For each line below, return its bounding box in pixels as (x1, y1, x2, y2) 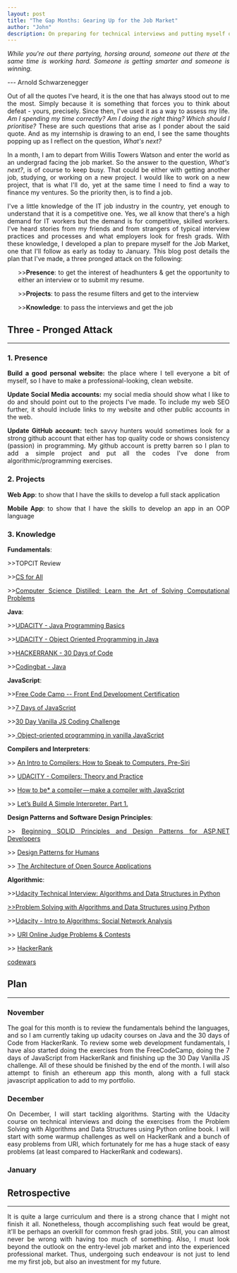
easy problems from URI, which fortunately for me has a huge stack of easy (7, 1140, 230, 1149)
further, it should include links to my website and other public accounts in (7, 405, 230, 414)
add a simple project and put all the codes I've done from (7, 449, 230, 458)
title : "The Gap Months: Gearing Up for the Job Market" (7, 17, 178, 24)
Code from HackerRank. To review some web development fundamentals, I (7, 1039, 230, 1047)
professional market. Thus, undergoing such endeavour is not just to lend (7, 1250, 230, 1259)
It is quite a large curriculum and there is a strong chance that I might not (7, 1212, 230, 1221)
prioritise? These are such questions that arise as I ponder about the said (7, 122, 230, 131)
